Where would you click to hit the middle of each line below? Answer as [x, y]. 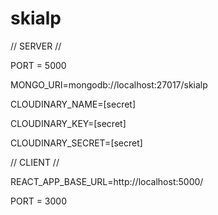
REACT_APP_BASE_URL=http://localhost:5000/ [107, 181]
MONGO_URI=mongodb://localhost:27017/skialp [109, 84]
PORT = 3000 [38, 201]
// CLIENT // [35, 162]
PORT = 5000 [38, 65]
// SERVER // [36, 46]
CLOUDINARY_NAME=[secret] [73, 104]
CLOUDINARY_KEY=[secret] [68, 123]
